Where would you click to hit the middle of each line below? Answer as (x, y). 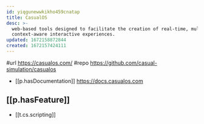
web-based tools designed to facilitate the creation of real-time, (100, 29)
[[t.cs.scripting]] (35, 114)
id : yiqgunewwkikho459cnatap (43, 12)
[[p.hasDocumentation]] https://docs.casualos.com (79, 81)
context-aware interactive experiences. (63, 34)
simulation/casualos (31, 69)
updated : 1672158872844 (36, 40)
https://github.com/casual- (124, 63)
